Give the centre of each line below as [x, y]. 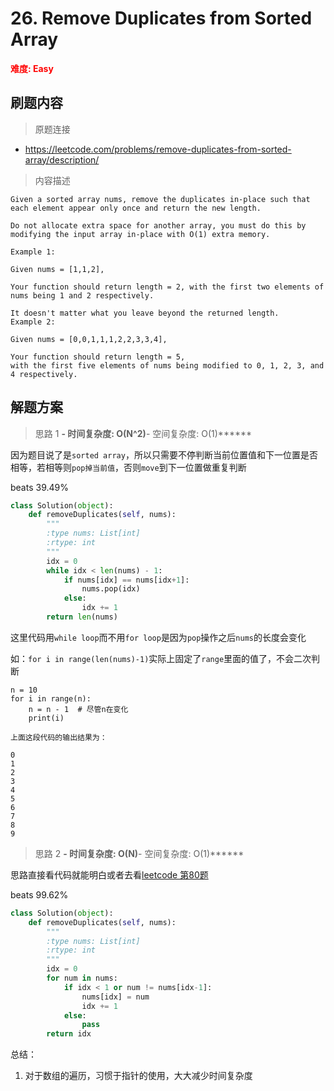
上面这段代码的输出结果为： [59, 737]
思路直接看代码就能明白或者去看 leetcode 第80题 [109, 874]
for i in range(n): [51, 698]
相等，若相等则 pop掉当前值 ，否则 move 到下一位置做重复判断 [128, 467]
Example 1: [33, 252]
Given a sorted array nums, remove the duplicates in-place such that [160, 199]
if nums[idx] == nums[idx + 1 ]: [126, 580]
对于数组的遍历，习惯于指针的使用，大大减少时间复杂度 [138, 1076]
